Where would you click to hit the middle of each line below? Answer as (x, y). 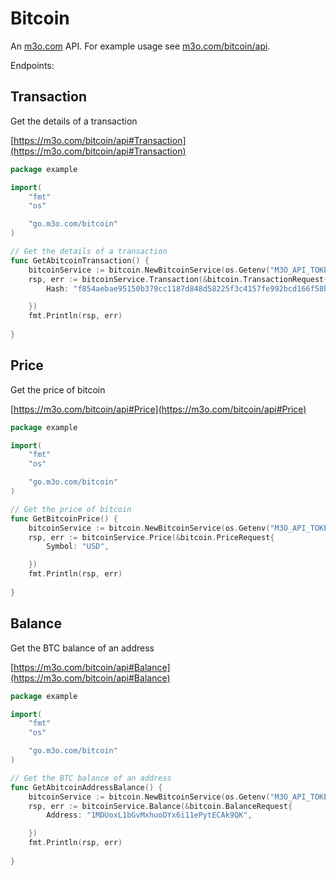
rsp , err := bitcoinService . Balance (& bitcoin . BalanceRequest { (160, 806)
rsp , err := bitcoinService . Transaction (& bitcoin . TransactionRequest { (178, 279)
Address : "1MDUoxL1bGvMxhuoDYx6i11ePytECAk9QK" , (149, 815)
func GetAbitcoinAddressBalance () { (86, 787)
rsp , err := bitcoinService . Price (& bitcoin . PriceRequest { (151, 537)
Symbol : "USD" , (78, 547)
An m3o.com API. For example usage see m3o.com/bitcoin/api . (140, 46)
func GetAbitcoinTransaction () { (80, 260)
